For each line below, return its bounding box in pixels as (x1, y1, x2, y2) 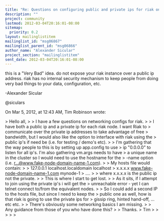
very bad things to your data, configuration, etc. (5, 81, 102, 87)
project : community (5, 16, 45, 21)
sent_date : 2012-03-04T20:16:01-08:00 (5, 57, 84, 62)
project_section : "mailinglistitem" (5, 52, 80, 58)
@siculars (5, 100, 25, 105)
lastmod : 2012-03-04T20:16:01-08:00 (5, 20, 80, 26)
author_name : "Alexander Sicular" (5, 48, 76, 53)
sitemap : (5, 25, 23, 30)
